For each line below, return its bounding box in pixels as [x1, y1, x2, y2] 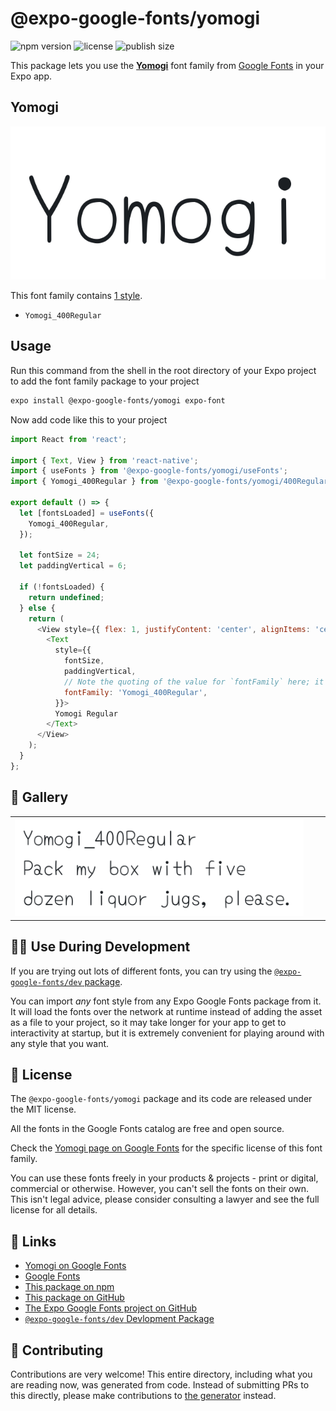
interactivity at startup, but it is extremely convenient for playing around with [10, 1027, 325, 1039]
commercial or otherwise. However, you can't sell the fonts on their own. [10, 1183, 309, 1195]
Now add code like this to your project [10, 413, 168, 426]
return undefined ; [28, 592, 105, 602]
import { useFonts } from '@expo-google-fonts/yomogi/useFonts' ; [10, 466, 288, 476]
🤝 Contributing [10, 1342, 104, 1359]
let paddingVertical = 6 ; [19, 561, 128, 571]
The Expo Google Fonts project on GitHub [24, 1302, 197, 1314]
